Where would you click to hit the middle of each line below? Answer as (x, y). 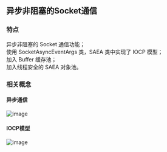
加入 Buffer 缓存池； (32, 59)
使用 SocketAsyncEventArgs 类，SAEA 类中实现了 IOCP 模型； (85, 52)
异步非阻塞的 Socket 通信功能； (46, 44)
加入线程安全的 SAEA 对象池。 (44, 67)
